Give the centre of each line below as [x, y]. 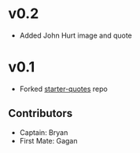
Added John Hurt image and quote [76, 35]
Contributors [41, 113]
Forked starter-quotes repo [63, 89]
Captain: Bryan [44, 132]
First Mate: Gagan [48, 140]
